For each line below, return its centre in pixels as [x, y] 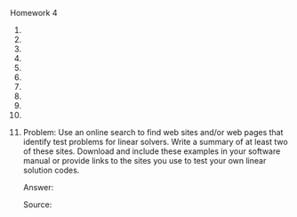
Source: [37, 205]
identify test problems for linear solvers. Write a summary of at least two [155, 142]
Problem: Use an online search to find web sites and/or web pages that [153, 132]
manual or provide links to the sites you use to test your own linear [144, 161]
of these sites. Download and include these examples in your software [152, 151]
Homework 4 [34, 13]
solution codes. [51, 170]
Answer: [38, 187]
